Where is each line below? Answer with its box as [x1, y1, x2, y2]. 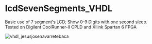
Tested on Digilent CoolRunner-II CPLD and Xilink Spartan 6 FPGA [5, 24, 137, 29]
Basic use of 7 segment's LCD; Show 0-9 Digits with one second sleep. [5, 19, 148, 25]
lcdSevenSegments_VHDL [5, 3, 113, 14]
